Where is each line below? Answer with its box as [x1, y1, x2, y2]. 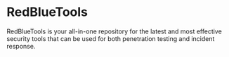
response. [6, 42, 36, 50]
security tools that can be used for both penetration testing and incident [6, 34, 215, 42]
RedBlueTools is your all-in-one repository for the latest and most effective [6, 27, 222, 35]
